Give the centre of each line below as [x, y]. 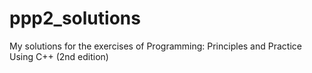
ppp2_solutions [75, 18]
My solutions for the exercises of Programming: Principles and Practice [155, 46]
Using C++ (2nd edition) [59, 56]
